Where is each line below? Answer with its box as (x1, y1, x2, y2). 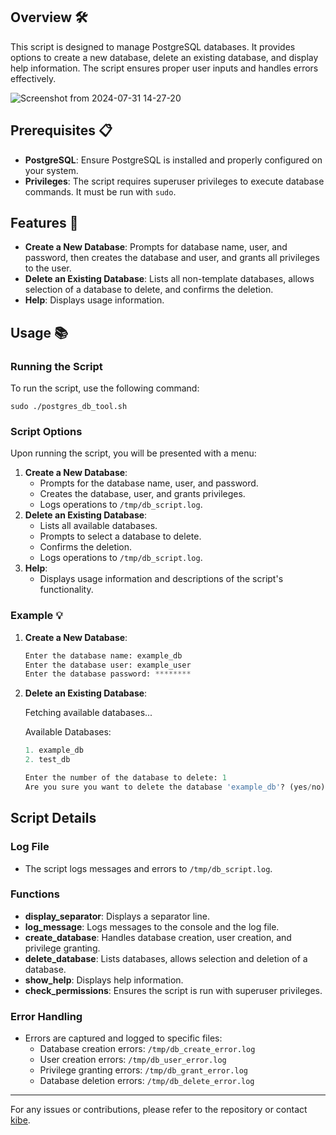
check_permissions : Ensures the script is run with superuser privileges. (24, 984, 323, 996)
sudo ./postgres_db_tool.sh (10, 402, 128, 412)
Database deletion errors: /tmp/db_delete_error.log (39, 1075, 255, 1087)
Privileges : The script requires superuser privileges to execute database (24, 175, 325, 187)
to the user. (24, 262, 72, 274)
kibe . (10, 1114, 31, 1126)
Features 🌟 (10, 215, 79, 232)
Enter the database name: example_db (24, 650, 183, 661)
